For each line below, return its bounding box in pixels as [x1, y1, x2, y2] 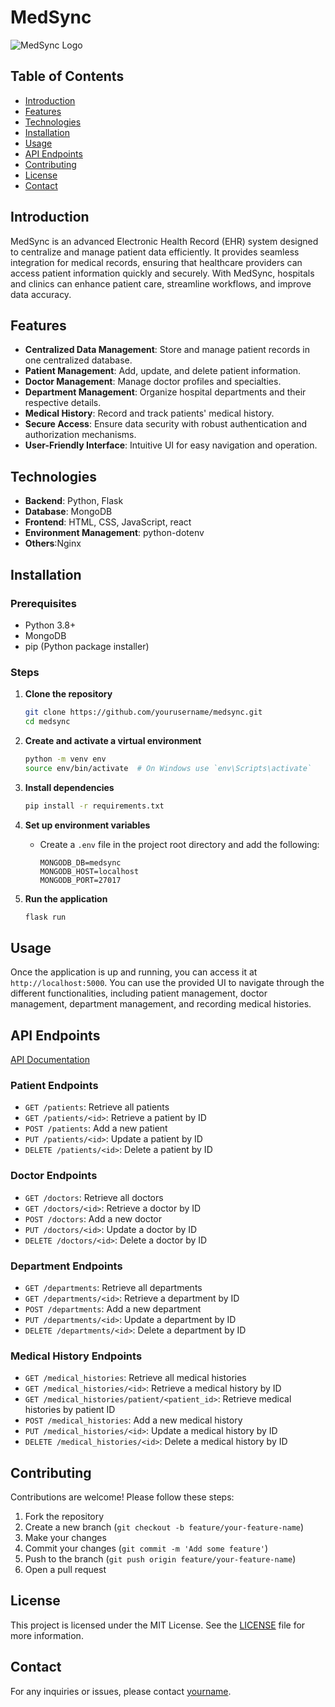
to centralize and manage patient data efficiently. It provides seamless [10, 246, 300, 258]
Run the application [24, 892, 108, 905]
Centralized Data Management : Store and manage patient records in [24, 344, 311, 356]
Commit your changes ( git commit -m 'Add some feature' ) [24, 1542, 269, 1555]
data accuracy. [10, 288, 72, 300]
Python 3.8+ [24, 619, 77, 631]
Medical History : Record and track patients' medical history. [24, 407, 275, 420]
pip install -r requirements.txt [24, 801, 165, 811]
